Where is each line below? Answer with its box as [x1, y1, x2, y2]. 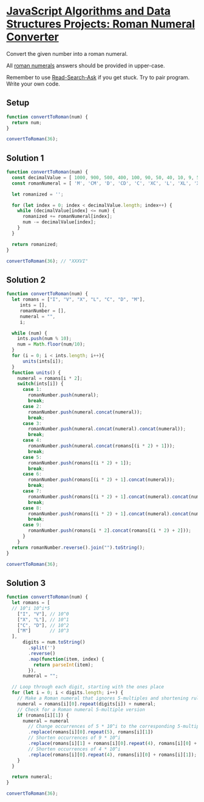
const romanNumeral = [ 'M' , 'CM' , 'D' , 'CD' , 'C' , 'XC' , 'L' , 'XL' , [12, 180, 192, 186]
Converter [6, 30, 59, 44]
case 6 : [22, 471, 42, 477]
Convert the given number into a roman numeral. [6, 50, 128, 57]
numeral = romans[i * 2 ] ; [17, 375, 83, 381]
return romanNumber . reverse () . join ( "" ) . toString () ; [12, 545, 146, 551]
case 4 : [22, 437, 42, 444]
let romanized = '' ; [12, 191, 64, 197]
